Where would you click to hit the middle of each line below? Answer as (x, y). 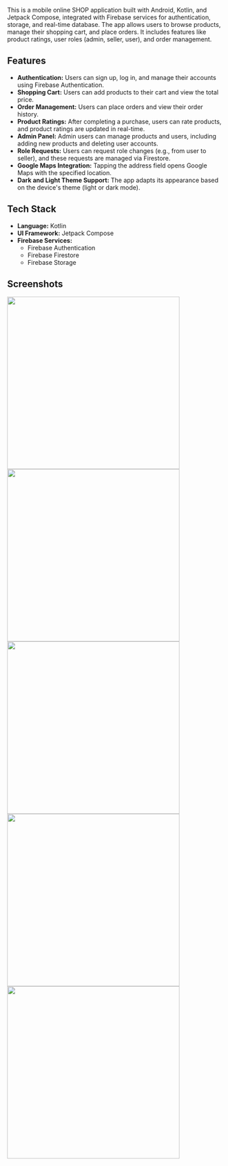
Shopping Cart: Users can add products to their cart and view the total (118, 92)
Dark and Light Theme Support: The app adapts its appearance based (118, 180)
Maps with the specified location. (64, 172)
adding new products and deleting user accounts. (87, 143)
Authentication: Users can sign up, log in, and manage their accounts (117, 77)
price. (25, 99)
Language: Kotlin (42, 225)
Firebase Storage (52, 262)
